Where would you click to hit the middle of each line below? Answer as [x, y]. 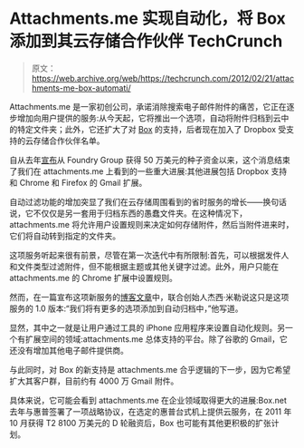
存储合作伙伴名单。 [69, 141]
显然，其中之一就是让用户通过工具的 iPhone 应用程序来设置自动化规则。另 [147, 327]
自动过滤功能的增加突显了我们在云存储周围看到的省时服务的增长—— [136, 201]
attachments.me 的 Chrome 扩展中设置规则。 [94, 278]
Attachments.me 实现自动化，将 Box [148, 19]
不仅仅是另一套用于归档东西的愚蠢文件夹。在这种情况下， [140, 213]
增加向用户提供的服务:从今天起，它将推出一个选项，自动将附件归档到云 [149, 118]
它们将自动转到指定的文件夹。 [65, 236]
